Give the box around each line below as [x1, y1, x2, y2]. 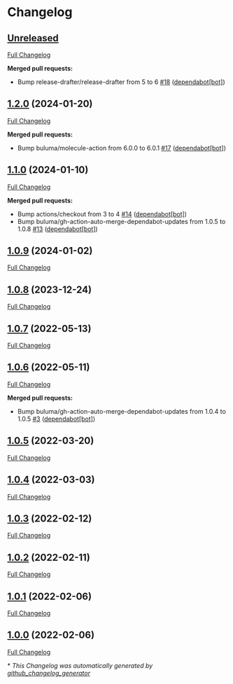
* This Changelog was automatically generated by [7, 661, 153, 669]
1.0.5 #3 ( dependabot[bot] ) [17, 414, 96, 423]
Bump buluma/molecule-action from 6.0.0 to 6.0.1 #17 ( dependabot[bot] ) [17, 144, 226, 152]
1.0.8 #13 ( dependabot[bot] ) [17, 225, 98, 233]
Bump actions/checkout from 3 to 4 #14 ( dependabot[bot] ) [17, 209, 188, 218]
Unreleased [7, 32, 59, 44]
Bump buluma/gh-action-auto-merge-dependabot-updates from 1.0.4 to [17, 407, 226, 415]
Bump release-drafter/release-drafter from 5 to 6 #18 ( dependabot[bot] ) [17, 78, 225, 86]
